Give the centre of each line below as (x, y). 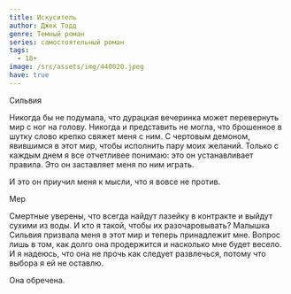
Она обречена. (37, 280)
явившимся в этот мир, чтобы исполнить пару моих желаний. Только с (144, 145)
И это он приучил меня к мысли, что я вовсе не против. (115, 182)
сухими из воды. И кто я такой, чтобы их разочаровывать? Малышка (139, 225)
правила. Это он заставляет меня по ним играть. (102, 164)
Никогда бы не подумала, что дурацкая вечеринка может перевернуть (144, 117)
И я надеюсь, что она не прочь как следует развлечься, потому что (138, 253)
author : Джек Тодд (43, 26)
